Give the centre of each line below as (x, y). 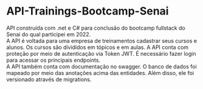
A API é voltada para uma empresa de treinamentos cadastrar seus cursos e (102, 41)
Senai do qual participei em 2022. (49, 34)
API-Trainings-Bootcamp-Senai (88, 11)
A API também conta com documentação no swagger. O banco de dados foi (101, 66)
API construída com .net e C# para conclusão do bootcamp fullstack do (96, 28)
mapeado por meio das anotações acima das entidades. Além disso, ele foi (100, 73)
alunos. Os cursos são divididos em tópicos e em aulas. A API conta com (98, 47)
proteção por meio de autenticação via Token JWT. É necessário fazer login (101, 53)
